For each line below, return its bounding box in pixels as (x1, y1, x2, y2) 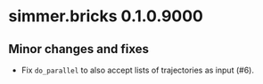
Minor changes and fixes (8, 42, 149, 57)
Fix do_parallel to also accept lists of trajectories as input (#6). (21, 65, 255, 75)
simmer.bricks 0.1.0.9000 (8, 6, 204, 27)
